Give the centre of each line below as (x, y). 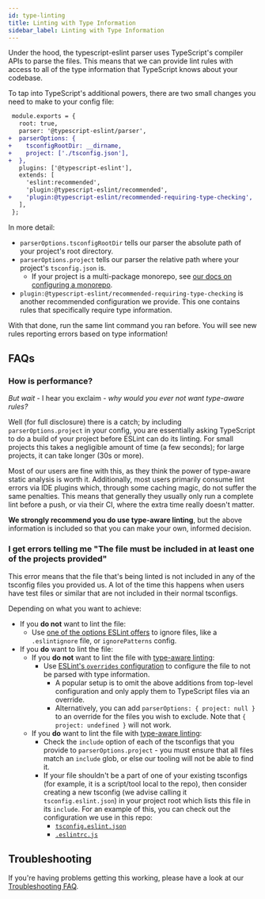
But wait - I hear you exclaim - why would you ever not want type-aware (127, 398)
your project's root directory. (66, 251)
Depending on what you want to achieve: (75, 608)
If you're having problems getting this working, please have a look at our (126, 878)
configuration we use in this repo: (98, 817)
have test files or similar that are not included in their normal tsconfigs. (123, 593)
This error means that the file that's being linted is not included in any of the (132, 576)
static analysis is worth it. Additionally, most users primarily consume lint (127, 479)
